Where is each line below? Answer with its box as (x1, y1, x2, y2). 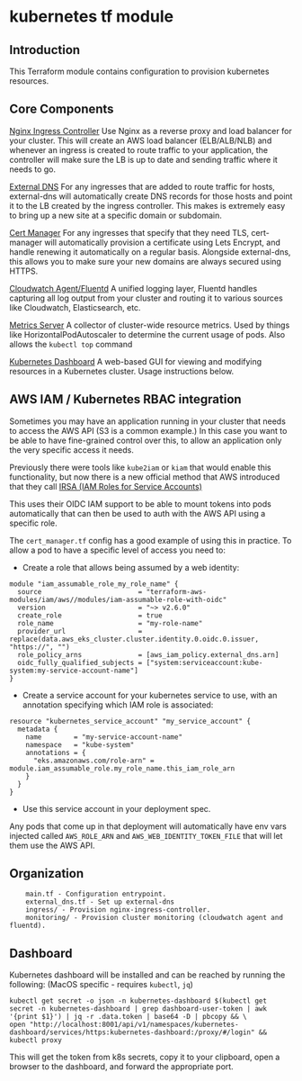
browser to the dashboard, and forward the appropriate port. (9, 1061, 234, 1072)
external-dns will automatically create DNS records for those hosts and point (9, 191, 293, 202)
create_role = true (17, 610, 164, 620)
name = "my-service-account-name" (25, 732, 182, 742)
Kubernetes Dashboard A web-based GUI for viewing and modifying (9, 356, 262, 366)
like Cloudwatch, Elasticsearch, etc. (9, 302, 141, 312)
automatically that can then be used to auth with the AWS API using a (9, 508, 266, 518)
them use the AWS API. (9, 840, 95, 851)
